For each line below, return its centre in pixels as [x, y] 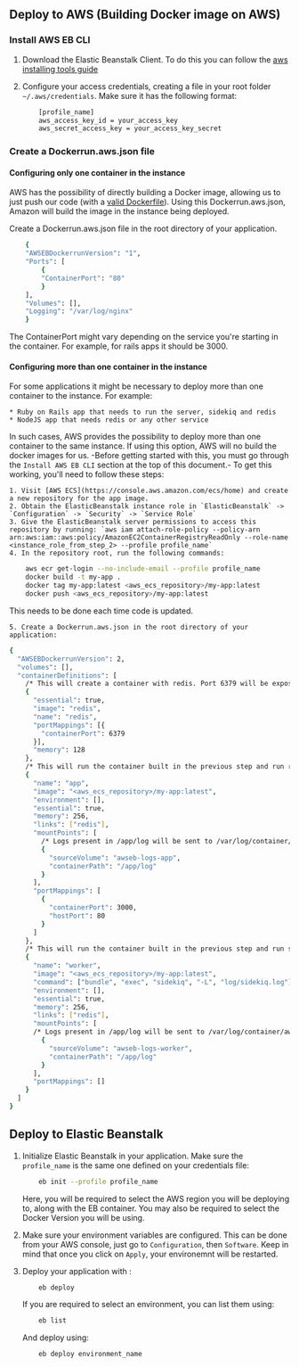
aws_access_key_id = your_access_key [108, 120]
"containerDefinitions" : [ [67, 675]
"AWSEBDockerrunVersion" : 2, [71, 659]
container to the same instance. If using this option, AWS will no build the [143, 446]
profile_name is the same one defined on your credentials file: [135, 1165]
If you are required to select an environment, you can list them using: [148, 1305]
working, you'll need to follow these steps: [87, 474]
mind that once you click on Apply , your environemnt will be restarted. [150, 1254]
